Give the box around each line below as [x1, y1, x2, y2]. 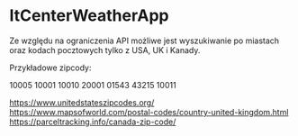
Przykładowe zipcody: [9, 62, 92, 73]
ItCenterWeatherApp [9, 5, 169, 26]
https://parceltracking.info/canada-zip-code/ [9, 116, 176, 127]
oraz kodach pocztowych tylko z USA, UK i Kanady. [9, 44, 201, 55]
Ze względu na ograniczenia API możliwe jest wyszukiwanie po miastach [9, 35, 280, 46]
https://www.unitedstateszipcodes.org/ [9, 96, 155, 108]
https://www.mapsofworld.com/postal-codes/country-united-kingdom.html [9, 106, 289, 117]
